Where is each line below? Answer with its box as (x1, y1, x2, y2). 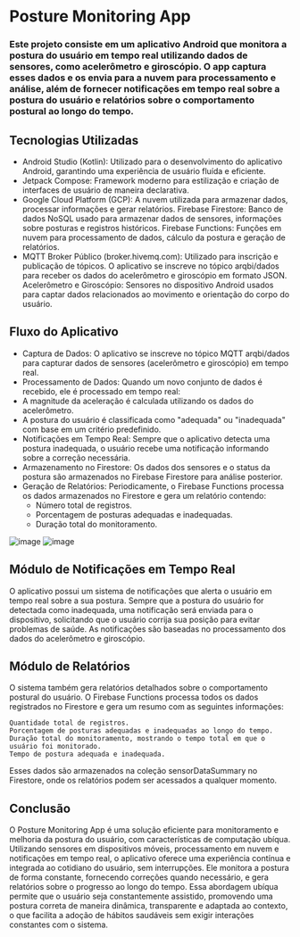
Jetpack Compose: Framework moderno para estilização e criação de (21, 175, 279, 186)
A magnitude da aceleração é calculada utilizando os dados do (21, 395, 254, 406)
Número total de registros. (35, 500, 132, 510)
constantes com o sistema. (9, 919, 109, 930)
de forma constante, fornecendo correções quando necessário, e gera (9, 872, 270, 883)
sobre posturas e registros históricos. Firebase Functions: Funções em (21, 222, 282, 233)
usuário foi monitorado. (9, 742, 102, 751)
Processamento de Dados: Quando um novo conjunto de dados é (21, 377, 263, 387)
